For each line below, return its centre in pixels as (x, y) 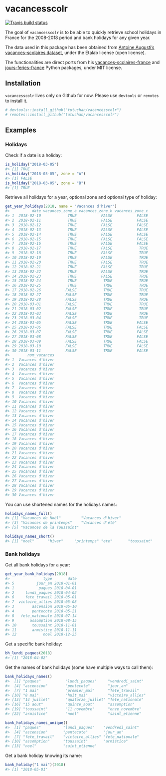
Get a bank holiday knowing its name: (44, 755)
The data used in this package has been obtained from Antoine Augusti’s (80, 47)
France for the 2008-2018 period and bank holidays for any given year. (78, 38)
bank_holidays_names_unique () (37, 723)
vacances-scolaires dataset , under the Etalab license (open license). (76, 53)
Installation (23, 83)
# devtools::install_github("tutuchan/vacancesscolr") (63, 110)
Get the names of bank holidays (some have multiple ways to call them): (79, 667)
